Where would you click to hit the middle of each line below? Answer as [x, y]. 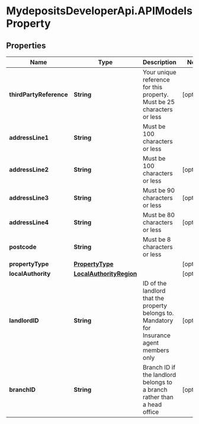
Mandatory [158, 321]
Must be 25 [159, 102]
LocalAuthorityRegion [105, 274]
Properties [26, 45]
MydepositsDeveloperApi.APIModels [99, 11]
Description [160, 62]
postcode [23, 247]
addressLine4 [29, 222]
